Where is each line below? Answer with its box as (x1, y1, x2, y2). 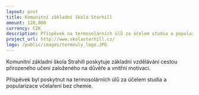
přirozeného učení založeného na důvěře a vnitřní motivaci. (6, 64, 151, 71)
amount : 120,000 (6, 20, 46, 26)
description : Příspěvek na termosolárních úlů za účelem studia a (6, 31, 174, 37)
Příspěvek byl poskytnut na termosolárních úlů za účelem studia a (6, 75, 167, 83)
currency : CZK (6, 25, 41, 31)
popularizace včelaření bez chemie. (6, 82, 93, 89)
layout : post (6, 8, 38, 15)
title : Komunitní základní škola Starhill (6, 14, 113, 20)
